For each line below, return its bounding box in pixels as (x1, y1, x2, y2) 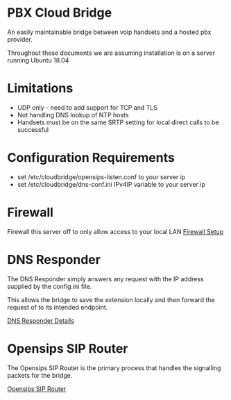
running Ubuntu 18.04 (7, 56, 69, 64)
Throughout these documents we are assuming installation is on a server (7, 49, 215, 57)
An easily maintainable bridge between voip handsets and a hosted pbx (7, 28, 212, 36)
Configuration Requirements (7, 150, 175, 166)
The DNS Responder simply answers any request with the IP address (7, 274, 204, 283)
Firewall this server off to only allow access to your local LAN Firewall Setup (7, 227, 224, 235)
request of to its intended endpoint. (7, 303, 108, 311)
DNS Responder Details (7, 316, 75, 324)
